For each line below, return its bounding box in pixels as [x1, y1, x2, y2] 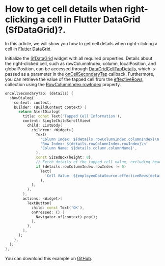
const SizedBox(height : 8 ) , [36, 155, 93, 160]
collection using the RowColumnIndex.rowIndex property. [5, 81, 121, 87]
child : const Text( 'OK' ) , [31, 205, 84, 210]
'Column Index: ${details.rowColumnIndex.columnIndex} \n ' [40, 137, 162, 142]
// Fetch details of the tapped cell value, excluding [36, 160, 151, 165]
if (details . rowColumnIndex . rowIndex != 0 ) [36, 164, 126, 169]
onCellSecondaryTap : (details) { [5, 91, 74, 96]
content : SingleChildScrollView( [23, 118, 91, 123]
